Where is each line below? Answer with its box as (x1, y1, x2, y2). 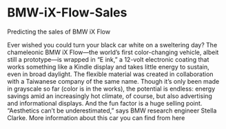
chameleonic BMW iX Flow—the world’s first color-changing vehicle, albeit (7, 48, 219, 56)
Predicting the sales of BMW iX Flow (7, 27, 111, 36)
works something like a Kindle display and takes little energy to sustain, (7, 62, 210, 71)
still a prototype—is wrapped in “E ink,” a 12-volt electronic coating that (7, 55, 209, 63)
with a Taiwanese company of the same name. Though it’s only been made (7, 77, 220, 85)
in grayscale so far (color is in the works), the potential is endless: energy (7, 84, 216, 93)
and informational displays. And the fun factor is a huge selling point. (7, 99, 203, 107)
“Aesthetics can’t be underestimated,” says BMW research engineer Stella (7, 106, 217, 115)
